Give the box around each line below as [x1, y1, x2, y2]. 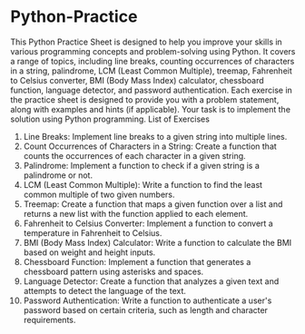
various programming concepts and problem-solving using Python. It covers [10, 45, 296, 56]
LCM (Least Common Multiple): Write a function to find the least [23, 179, 262, 190]
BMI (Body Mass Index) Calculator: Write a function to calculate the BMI [23, 237, 292, 248]
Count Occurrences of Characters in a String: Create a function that [23, 141, 278, 152]
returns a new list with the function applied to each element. [23, 208, 249, 219]
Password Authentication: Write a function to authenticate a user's [23, 295, 272, 306]
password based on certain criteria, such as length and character [23, 304, 269, 315]
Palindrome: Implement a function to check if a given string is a [23, 160, 260, 171]
